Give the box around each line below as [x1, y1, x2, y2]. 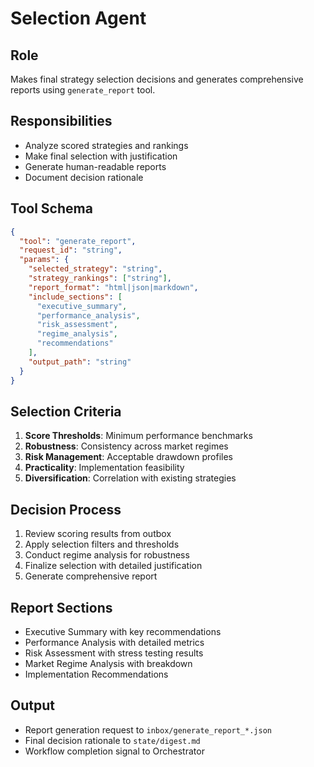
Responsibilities [10, 113, 113, 130]
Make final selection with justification [24, 150, 178, 162]
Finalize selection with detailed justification [24, 560, 203, 572]
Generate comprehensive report [24, 570, 158, 582]
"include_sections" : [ [28, 292, 123, 302]
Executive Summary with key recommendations [24, 625, 222, 637]
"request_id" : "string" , [19, 245, 123, 256]
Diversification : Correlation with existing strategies [24, 472, 237, 484]
